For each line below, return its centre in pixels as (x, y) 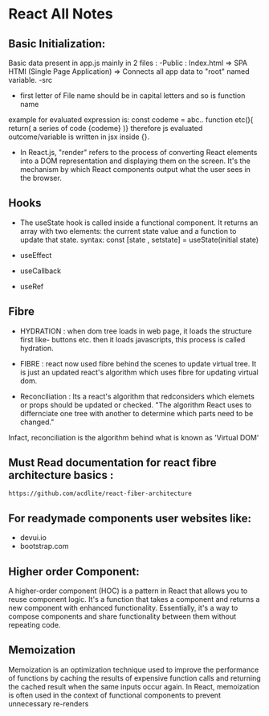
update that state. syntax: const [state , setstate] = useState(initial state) (139, 239)
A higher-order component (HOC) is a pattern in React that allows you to (128, 591)
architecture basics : (61, 475)
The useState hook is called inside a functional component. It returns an (139, 223)
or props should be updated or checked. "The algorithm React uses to (136, 405)
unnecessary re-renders (49, 703)
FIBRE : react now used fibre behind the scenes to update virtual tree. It (138, 363)
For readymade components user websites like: (130, 518)
